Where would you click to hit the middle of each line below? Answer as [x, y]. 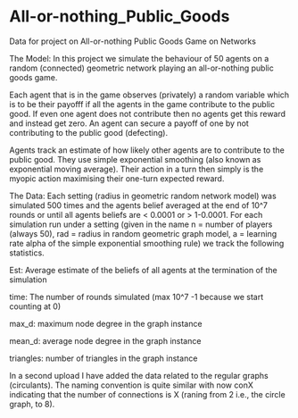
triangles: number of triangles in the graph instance [103, 358]
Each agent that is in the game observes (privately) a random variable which [149, 95]
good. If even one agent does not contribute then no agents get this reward [148, 113]
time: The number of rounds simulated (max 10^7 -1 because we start [137, 297]
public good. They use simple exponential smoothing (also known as [135, 159]
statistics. [27, 253]
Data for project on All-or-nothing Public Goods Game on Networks [133, 41]
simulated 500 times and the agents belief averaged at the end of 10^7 [139, 205]
